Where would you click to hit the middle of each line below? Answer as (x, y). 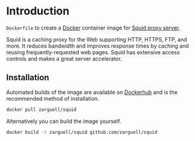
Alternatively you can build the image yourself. (64, 121)
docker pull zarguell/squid (42, 110)
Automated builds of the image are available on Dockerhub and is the (92, 92)
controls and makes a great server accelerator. (64, 58)
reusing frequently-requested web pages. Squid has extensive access (93, 52)
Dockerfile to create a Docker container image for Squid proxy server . (93, 28)
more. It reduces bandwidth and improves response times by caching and (98, 46)
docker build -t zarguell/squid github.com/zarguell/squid (82, 132)
